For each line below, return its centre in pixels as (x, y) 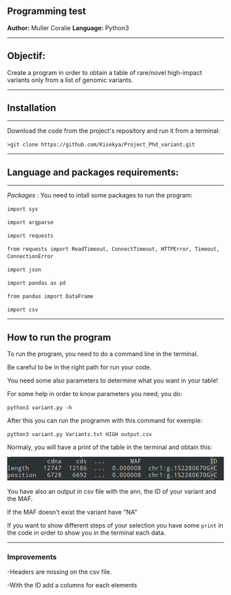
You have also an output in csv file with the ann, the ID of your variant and (112, 491)
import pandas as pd (37, 283)
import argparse (30, 223)
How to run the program (59, 337)
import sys (23, 209)
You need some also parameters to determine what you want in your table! (113, 380)
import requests (30, 236)
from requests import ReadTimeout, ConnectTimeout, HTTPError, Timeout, (113, 249)
